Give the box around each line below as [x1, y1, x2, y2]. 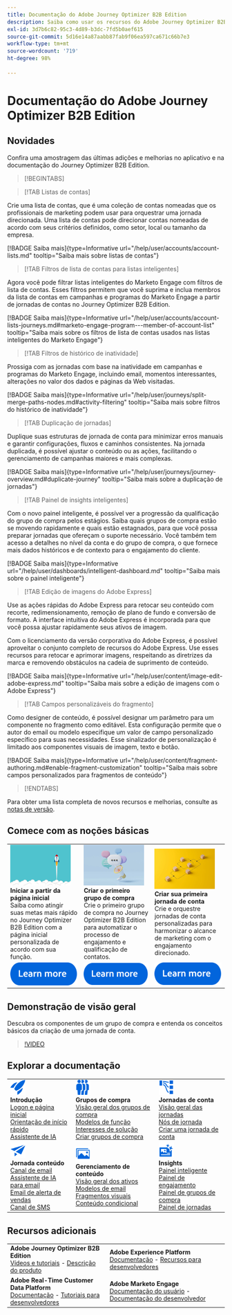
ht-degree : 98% [7, 55, 51, 62]
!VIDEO [23, 1040, 45, 1048]
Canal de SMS [10, 1203, 50, 1211]
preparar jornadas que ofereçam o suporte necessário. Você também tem [7, 531, 217, 539]
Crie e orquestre [154, 905, 201, 913]
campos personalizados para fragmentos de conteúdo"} [7, 770, 168, 779]
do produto [10, 1267, 42, 1275]
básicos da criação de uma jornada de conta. [7, 1026, 136, 1035]
